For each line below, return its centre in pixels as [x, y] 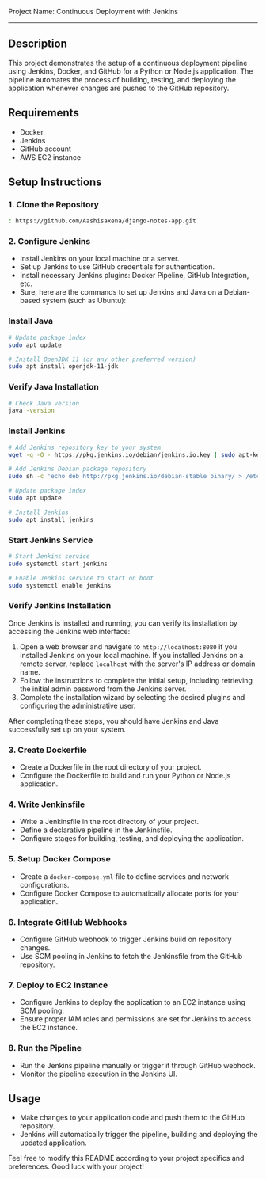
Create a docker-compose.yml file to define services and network [124, 876]
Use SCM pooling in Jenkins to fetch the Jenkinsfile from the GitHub [131, 956]
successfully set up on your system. [67, 729]
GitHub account [45, 149]
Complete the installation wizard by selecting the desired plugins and [132, 697]
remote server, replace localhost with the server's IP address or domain [137, 664]
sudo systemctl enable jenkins [60, 585]
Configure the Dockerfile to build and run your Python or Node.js [125, 776]
